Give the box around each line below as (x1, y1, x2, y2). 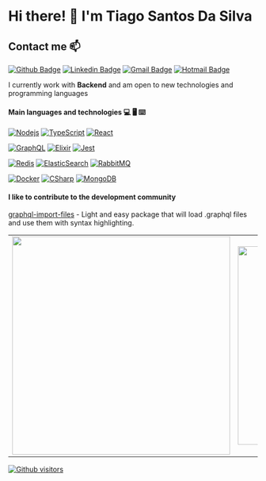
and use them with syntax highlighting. (8, 218, 135, 228)
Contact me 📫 (8, 40, 81, 53)
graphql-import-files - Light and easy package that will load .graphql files (8, 210, 248, 219)
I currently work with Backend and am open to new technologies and (8, 80, 234, 90)
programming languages (8, 89, 89, 98)
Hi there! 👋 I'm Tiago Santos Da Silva (8, 7, 253, 25)
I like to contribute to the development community (8, 192, 177, 202)
